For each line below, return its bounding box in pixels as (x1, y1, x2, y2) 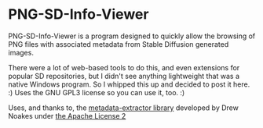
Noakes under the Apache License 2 (8, 111, 126, 120)
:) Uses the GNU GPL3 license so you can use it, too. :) (8, 87, 185, 97)
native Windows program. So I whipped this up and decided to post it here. (8, 80, 250, 89)
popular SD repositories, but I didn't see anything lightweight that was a (8, 71, 240, 80)
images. (8, 48, 34, 57)
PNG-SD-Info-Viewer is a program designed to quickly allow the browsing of (8, 31, 256, 41)
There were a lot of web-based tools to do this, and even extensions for (8, 62, 240, 72)
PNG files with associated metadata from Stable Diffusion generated (8, 39, 229, 48)
